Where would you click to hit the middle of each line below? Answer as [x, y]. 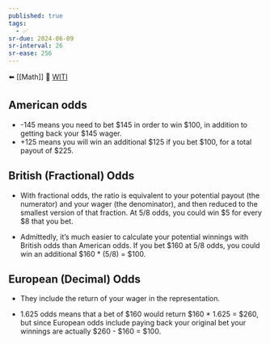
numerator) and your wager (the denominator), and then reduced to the [139, 203]
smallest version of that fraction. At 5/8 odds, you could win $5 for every [141, 212]
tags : [17, 23]
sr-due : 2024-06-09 [41, 38]
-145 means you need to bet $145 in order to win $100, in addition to [134, 124]
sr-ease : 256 [30, 53]
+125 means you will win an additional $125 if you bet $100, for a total [136, 141]
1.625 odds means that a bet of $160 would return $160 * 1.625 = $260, [139, 314]
